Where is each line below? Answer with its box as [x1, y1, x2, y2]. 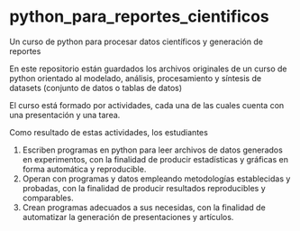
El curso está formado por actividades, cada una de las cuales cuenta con [9, 99, 285, 110]
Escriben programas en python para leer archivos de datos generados [22, 144, 284, 155]
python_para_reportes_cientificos [9, 6, 269, 27]
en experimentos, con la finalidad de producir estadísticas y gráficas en [22, 153, 288, 164]
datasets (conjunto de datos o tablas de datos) [9, 82, 183, 93]
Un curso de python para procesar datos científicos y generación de [9, 36, 264, 47]
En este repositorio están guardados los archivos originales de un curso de [9, 63, 287, 74]
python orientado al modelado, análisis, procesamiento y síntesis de [9, 72, 262, 83]
